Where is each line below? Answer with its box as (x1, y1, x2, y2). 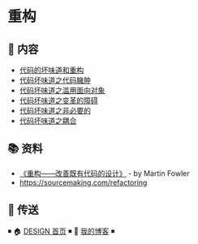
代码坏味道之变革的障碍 (19, 96, 98, 105)
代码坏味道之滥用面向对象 (19, 86, 105, 95)
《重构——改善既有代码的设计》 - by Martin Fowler (19, 168, 190, 178)
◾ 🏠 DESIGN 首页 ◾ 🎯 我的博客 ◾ (7, 226, 115, 236)
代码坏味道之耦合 (19, 116, 77, 126)
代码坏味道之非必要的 (19, 106, 91, 115)
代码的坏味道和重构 (19, 66, 84, 75)
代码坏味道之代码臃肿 (19, 75, 91, 85)
